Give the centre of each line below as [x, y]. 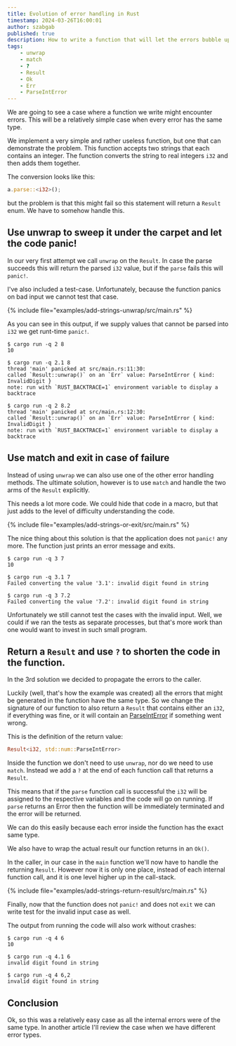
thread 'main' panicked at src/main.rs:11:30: [77, 369]
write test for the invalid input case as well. [69, 912]
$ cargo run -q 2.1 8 [39, 363]
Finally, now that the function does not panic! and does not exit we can [111, 905]
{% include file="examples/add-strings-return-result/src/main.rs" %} [107, 891]
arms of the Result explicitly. [48, 490]
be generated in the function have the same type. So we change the [106, 701]
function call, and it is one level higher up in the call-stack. [92, 877]
